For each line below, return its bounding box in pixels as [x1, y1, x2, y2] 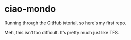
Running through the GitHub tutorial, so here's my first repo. [4, 20, 127, 26]
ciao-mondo [4, 3, 56, 15]
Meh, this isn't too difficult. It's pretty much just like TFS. [4, 29, 119, 35]
